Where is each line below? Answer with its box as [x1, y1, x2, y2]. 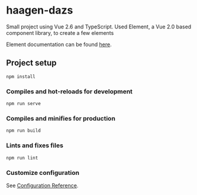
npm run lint [6, 155, 38, 161]
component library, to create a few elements [6, 29, 114, 36]
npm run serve [6, 101, 41, 107]
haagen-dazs [6, 4, 73, 17]
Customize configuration [6, 168, 80, 177]
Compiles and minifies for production [6, 114, 115, 122]
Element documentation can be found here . [6, 41, 112, 48]
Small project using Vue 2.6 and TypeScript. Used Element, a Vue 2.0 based [6, 23, 192, 30]
